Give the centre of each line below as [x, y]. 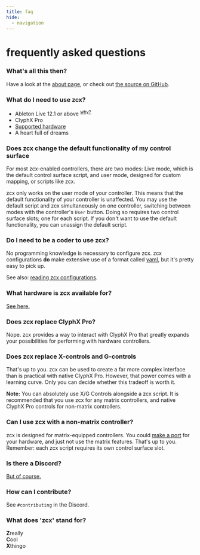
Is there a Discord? [34, 463]
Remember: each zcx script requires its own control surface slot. [86, 448]
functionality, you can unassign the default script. [67, 225]
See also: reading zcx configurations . [52, 277]
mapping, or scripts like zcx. [41, 182]
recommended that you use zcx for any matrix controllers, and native [91, 400]
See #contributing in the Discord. [48, 505]
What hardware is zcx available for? [59, 293]
